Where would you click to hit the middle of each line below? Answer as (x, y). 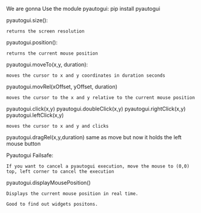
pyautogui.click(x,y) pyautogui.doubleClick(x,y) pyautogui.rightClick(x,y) (96, 109)
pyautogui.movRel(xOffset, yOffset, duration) (62, 87)
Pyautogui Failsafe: (30, 155)
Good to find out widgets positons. (52, 204)
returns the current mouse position (52, 53)
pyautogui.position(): (32, 42)
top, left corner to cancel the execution (60, 172)
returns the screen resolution (45, 31)
